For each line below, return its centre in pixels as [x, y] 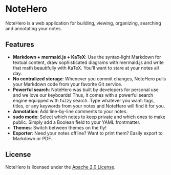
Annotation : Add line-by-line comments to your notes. [70, 111]
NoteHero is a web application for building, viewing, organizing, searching [83, 23]
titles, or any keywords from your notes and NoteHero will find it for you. [89, 106]
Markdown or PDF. [33, 138]
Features [20, 45]
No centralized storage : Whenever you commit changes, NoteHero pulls [89, 79]
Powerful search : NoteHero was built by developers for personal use [85, 90]
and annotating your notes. [34, 28]
